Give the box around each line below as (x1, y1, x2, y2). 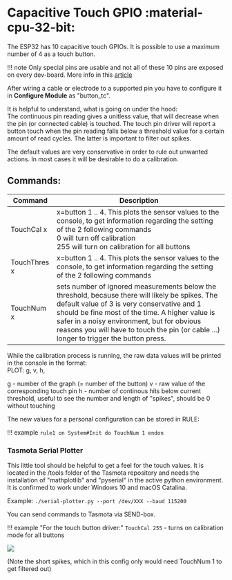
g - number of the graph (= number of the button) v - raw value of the (7, 379, 206, 388)
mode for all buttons (7, 531, 65, 539)
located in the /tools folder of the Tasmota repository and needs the (7, 469, 200, 477)
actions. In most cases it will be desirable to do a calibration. (7, 154, 179, 163)
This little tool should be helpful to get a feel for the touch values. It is (7, 462, 204, 470)
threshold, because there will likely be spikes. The (56, 290, 218, 300)
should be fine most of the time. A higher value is (56, 307, 215, 317)
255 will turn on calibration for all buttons (56, 242, 191, 251)
